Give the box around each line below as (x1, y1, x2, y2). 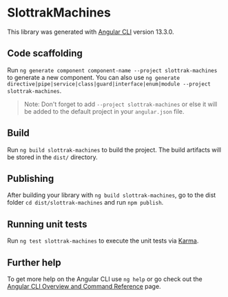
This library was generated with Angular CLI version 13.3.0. (7, 28, 174, 36)
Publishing (7, 172, 54, 184)
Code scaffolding (7, 48, 83, 59)
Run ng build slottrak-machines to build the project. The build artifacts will (7, 145, 222, 154)
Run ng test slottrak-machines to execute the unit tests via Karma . (7, 236, 199, 245)
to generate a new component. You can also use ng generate (7, 73, 180, 81)
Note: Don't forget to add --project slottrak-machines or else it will (23, 100, 218, 108)
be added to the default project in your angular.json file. (23, 107, 185, 115)
